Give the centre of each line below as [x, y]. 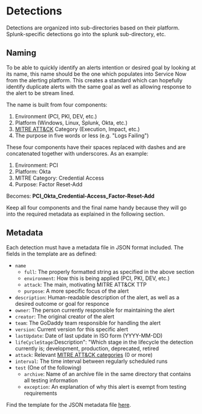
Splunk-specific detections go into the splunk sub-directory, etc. [86, 34]
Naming [21, 53]
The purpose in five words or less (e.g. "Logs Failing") [82, 135]
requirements [40, 393]
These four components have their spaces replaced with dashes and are [96, 147]
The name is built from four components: [57, 105]
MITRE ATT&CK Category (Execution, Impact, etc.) [77, 129]
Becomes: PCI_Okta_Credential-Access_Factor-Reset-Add [81, 196]
